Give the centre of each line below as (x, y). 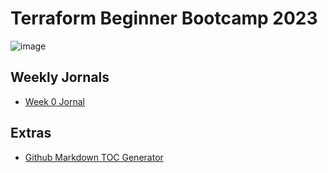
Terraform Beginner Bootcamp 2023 (164, 18)
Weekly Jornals (60, 77)
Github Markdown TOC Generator (94, 157)
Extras (31, 133)
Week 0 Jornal (54, 101)
